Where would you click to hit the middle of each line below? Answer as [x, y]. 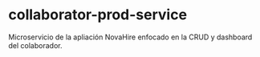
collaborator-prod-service [97, 15]
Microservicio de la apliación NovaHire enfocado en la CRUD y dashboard [130, 37]
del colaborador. [35, 45]
